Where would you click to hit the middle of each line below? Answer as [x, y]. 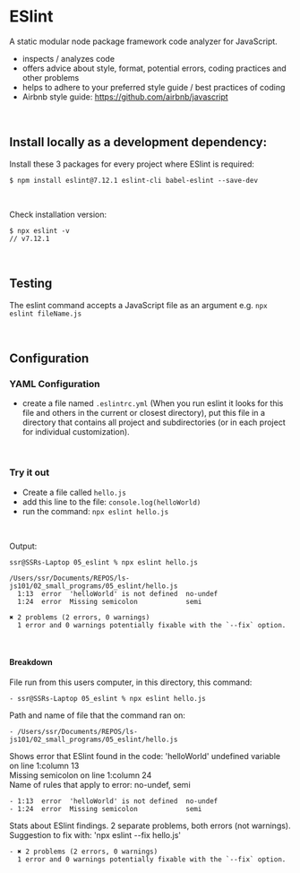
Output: [23, 546]
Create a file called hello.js [74, 492]
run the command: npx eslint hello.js [95, 511]
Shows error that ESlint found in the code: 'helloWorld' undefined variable [145, 756]
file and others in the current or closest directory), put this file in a [144, 413]
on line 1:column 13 [44, 765]
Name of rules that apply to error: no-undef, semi [100, 784]
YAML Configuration [55, 384]
